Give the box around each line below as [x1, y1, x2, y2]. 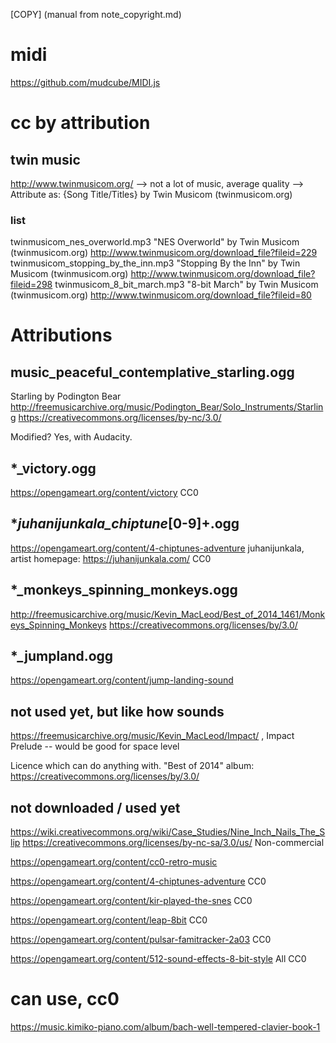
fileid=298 [10, 279, 53, 291]
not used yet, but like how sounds [10, 703, 225, 720]
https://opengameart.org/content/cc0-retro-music [10, 856, 218, 868]
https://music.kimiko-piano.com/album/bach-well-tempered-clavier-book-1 [10, 1021, 321, 1033]
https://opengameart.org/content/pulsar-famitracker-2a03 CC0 [10, 934, 272, 946]
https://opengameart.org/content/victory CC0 [10, 487, 199, 499]
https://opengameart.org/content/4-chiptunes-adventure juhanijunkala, [10, 542, 305, 554]
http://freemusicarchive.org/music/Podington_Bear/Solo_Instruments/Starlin [10, 401, 324, 413]
